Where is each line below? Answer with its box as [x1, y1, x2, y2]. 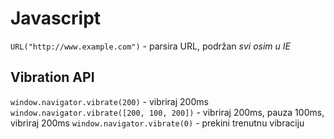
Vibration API [10, 69, 95, 86]
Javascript [10, 7, 102, 30]
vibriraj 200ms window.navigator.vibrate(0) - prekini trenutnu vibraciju [10, 117, 305, 129]
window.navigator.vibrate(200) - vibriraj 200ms [10, 95, 209, 107]
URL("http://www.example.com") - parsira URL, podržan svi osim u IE [10, 40, 291, 52]
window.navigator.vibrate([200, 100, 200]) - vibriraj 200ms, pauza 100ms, [10, 106, 325, 118]
